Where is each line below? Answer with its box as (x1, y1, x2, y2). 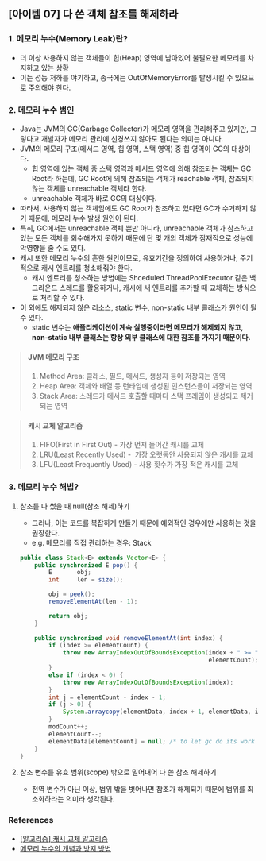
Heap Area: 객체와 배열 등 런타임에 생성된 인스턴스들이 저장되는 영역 (39, 381, 253, 391)
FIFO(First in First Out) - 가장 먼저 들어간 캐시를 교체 (39, 440, 205, 450)
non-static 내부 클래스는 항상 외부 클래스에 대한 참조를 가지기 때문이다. (31, 332, 251, 342)
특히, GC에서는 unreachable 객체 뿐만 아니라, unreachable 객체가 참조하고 (19, 223, 253, 233)
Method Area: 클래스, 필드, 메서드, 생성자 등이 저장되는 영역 (39, 372, 226, 381)
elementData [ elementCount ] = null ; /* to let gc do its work (48, 737, 256, 745)
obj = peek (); (48, 590, 95, 598)
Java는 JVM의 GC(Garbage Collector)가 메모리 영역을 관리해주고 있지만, (19, 124, 249, 133)
